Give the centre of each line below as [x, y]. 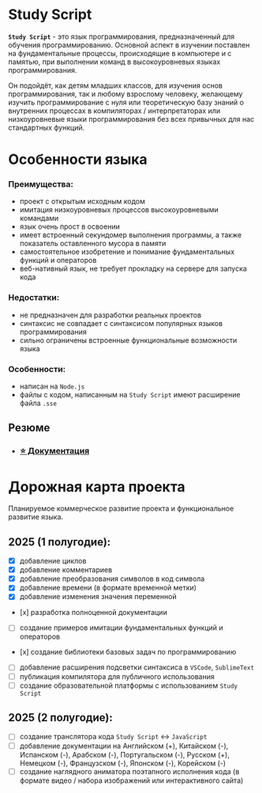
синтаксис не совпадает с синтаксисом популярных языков [121, 323]
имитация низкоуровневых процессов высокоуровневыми [119, 210]
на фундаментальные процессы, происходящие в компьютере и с [120, 53]
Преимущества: [41, 184]
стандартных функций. [47, 127]
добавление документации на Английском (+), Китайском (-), [124, 746]
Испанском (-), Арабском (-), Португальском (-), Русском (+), [125, 754]
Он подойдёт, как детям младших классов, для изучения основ [116, 85]
